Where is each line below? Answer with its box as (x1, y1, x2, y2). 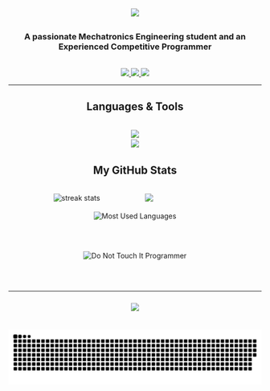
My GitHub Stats (92, 163, 178, 177)
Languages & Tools (86, 100, 184, 113)
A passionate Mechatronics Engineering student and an (23, 31, 247, 43)
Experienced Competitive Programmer (58, 41, 212, 52)
